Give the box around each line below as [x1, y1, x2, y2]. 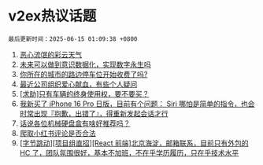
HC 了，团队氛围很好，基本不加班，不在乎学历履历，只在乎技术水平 [19, 148, 239, 157]
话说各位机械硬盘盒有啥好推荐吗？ [19, 119, 131, 128]
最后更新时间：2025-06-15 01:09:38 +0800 [8, 35, 138, 43]
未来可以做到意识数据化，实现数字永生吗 [19, 60, 151, 69]
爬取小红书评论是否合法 [19, 128, 96, 137]
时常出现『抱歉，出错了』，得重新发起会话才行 [19, 108, 169, 118]
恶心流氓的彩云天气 [19, 49, 83, 59]
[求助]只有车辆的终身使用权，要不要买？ [19, 89, 150, 98]
